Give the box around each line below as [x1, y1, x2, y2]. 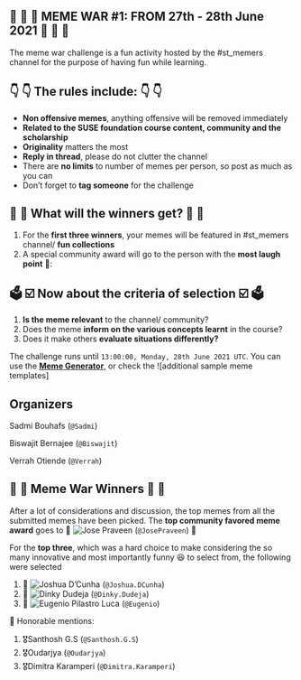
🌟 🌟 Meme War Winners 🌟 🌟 [9, 481, 166, 497]
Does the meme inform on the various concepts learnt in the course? [22, 324, 283, 335]
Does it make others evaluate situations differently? [22, 333, 219, 344]
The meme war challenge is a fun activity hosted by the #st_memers [9, 47, 264, 58]
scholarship [22, 132, 68, 143]
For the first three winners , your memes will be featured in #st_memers [22, 229, 289, 240]
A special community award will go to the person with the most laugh [22, 249, 281, 260]
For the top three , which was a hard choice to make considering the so [9, 542, 273, 553]
